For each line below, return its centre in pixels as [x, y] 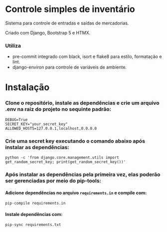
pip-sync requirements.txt [33, 225]
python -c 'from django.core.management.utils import [62, 158]
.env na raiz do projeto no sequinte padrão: [58, 109]
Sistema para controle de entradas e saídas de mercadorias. [67, 23]
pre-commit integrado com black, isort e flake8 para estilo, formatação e [87, 56]
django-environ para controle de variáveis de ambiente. [70, 67]
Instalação [27, 87]
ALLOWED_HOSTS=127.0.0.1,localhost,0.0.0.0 [51, 128]
